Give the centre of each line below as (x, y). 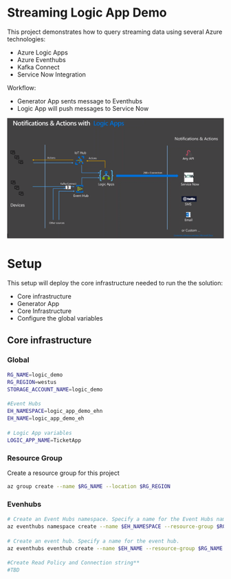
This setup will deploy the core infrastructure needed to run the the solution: (115, 283)
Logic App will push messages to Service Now (83, 108)
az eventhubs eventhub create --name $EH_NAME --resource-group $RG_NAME (115, 548)
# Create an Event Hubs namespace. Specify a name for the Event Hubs (110, 519)
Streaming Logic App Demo (87, 13)
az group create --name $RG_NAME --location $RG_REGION (89, 486)
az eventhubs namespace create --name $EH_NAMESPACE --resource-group (110, 526)
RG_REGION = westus (32, 382)
